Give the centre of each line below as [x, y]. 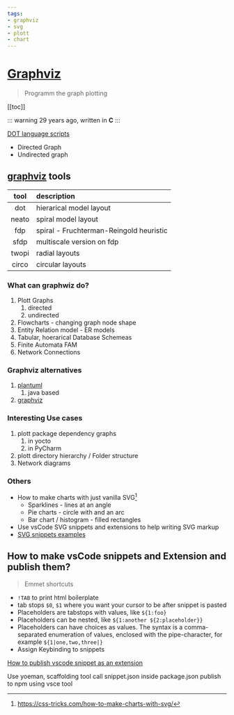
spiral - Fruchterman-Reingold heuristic [102, 230]
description [55, 196]
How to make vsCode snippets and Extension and [117, 557]
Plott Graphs [35, 301]
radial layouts [58, 253]
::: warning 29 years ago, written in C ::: [64, 120]
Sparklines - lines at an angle [69, 505]
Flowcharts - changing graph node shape [77, 323]
